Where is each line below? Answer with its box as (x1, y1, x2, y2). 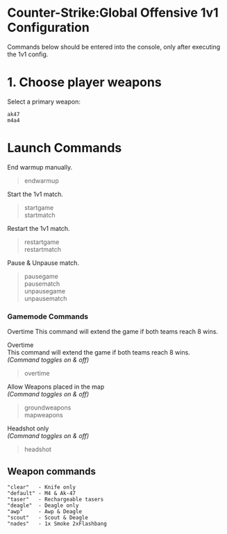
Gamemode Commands (7, 311, 89, 321)
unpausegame (24, 286, 66, 295)
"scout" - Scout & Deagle (7, 514, 89, 521)
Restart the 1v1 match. (7, 224, 70, 232)
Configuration (7, 19, 90, 35)
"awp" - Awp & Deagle (7, 508, 82, 515)
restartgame (24, 238, 60, 246)
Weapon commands (7, 465, 96, 477)
